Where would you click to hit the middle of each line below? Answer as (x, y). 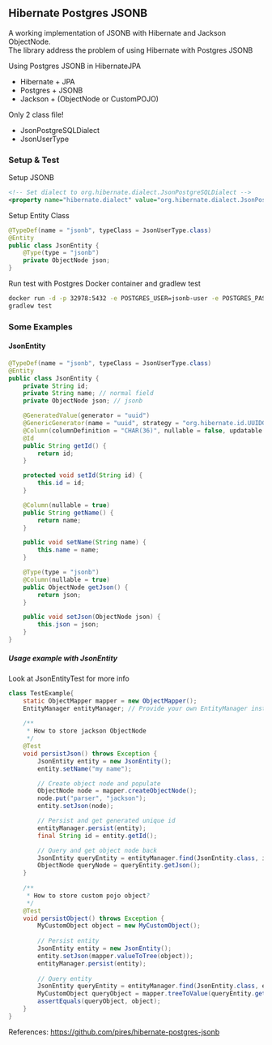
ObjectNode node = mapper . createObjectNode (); (117, 791)
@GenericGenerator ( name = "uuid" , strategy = (101, 424)
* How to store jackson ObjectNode (87, 731)
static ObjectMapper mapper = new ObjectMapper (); (110, 701)
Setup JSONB (31, 178)
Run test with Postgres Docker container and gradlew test (104, 284)
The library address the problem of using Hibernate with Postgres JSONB (131, 50)
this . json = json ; (68, 625)
